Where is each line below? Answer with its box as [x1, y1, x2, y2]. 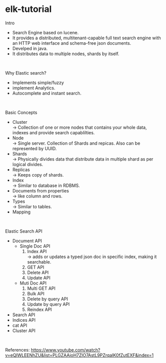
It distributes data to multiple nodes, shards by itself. [12, 51, 120, 57]
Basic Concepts [5, 109, 38, 115]
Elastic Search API [5, 228, 43, 234]
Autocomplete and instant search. [12, 90, 82, 96]
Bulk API [27, 290, 45, 296]
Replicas [12, 167, 30, 173]
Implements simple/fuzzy [12, 80, 64, 86]
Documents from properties [12, 187, 69, 193]
